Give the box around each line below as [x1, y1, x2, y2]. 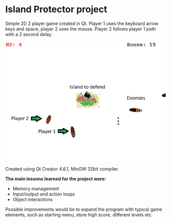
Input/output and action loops [12, 191, 75, 197]
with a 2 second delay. [5, 31, 52, 37]
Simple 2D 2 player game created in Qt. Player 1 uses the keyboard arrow [5, 20, 159, 26]
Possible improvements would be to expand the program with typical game [5, 206, 162, 212]
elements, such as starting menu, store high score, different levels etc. [5, 212, 153, 218]
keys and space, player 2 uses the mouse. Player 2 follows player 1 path [5, 25, 156, 32]
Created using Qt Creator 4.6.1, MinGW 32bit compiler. [5, 166, 119, 172]
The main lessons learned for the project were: [5, 176, 106, 182]
